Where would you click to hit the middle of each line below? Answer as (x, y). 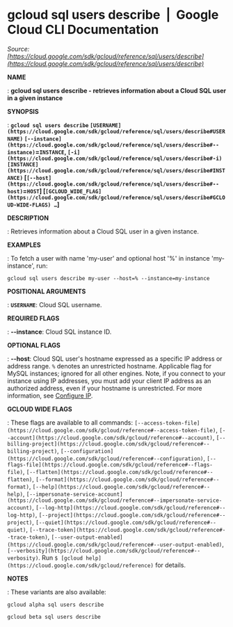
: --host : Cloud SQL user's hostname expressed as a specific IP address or (115, 359)
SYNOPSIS (23, 111)
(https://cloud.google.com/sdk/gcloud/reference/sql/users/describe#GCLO (116, 197)
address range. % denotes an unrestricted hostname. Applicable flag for (110, 366)
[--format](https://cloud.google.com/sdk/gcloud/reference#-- (128, 480)
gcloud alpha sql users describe (56, 605)
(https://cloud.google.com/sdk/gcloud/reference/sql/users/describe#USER (116, 131)
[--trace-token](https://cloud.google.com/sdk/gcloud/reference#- (127, 530)
